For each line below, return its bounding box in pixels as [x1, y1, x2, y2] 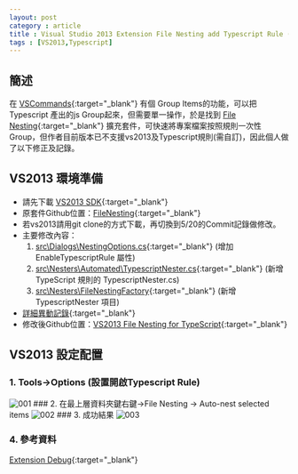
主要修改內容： [21, 229, 77, 240]
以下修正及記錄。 [16, 143, 80, 154]
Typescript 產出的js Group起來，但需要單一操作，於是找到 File [9, 109, 237, 120]
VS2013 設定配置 [9, 348, 104, 363]
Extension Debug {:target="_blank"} [9, 454, 139, 465]
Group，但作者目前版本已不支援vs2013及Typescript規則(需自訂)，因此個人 [9, 132, 282, 142]
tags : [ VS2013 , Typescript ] [9, 37, 114, 47]
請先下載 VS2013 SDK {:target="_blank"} [21, 197, 169, 207]
